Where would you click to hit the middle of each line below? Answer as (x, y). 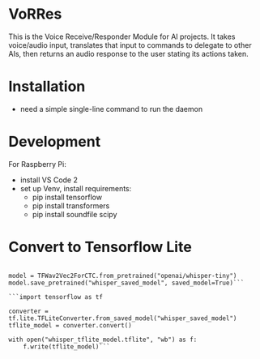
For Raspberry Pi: (37, 164)
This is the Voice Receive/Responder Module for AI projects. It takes (122, 36)
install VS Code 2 (49, 180)
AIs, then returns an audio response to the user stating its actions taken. (128, 53)
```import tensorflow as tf (56, 297)
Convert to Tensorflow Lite (100, 247)
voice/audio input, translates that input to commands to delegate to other (130, 45)
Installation (47, 87)
